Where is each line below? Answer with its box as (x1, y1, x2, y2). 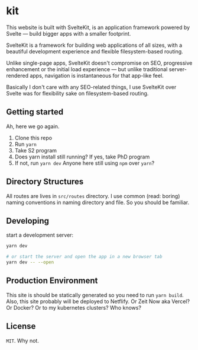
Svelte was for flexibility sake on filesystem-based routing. (6, 90, 149, 97)
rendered (6, 72, 28, 79)
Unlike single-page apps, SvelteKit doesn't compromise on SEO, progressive (6, 59, 193, 66)
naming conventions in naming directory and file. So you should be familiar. (6, 199, 190, 206)
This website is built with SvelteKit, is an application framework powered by (6, 24, 190, 31)
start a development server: (6, 231, 74, 238)
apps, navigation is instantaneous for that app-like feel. (29, 72, 164, 79)
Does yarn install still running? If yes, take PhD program (14, 153, 150, 160)
